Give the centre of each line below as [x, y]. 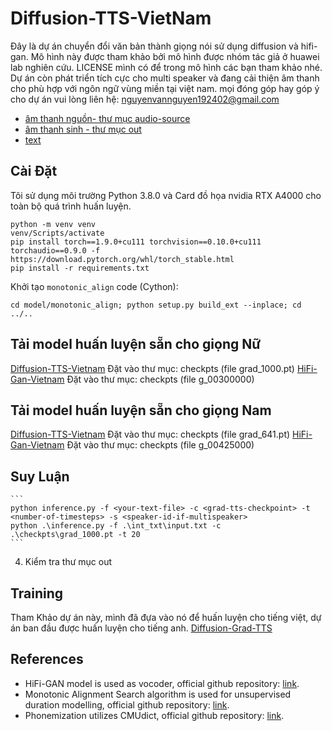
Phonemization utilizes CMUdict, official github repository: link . [154, 715]
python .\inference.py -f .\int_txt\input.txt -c [116, 526]
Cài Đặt [34, 171]
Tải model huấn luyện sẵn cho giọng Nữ [136, 344]
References [47, 659]
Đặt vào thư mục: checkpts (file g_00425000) [160, 445]
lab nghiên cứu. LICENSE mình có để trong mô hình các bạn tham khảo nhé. [166, 67]
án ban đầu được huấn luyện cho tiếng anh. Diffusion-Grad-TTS [141, 628]
